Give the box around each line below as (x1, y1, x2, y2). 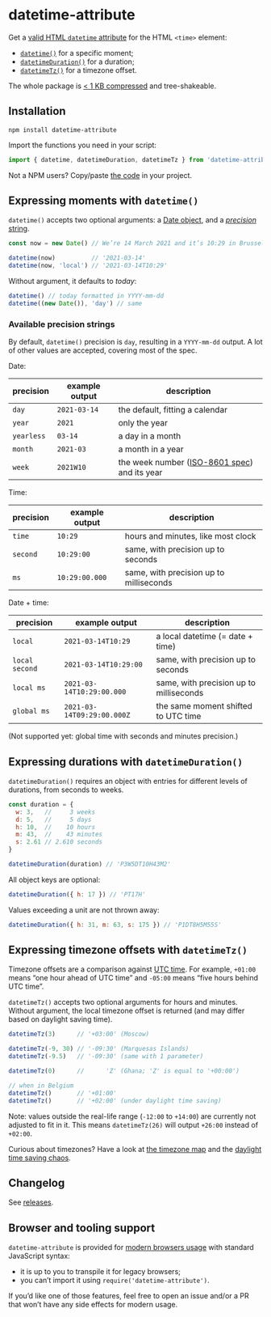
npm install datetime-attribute (8, 125, 117, 134)
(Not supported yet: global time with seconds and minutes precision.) (8, 731, 239, 741)
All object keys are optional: (8, 874, 101, 884)
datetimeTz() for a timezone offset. (19, 65, 137, 74)
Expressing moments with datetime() (8, 194, 199, 208)
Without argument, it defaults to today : (8, 277, 137, 286)
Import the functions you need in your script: (8, 140, 157, 150)
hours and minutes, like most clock (124, 531, 256, 542)
